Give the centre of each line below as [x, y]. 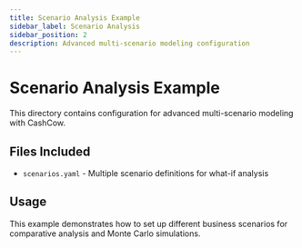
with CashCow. [38, 123]
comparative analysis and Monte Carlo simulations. [105, 233]
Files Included [50, 151]
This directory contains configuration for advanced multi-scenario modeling [151, 114]
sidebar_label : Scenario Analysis [75, 26]
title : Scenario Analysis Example [75, 18]
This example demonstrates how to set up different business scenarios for [149, 223]
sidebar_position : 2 [49, 35]
